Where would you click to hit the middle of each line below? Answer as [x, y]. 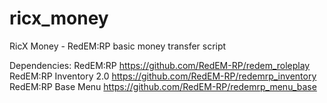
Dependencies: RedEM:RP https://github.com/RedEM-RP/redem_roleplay [160, 65]
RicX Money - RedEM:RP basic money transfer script [118, 46]
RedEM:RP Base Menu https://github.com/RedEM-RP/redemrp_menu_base [163, 86]
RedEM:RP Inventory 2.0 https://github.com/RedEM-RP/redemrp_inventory [163, 76]
